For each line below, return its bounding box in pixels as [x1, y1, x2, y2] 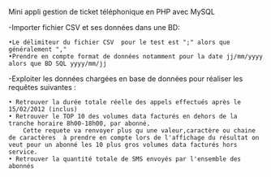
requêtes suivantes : [8, 83, 77, 92]
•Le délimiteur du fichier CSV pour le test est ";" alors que [8, 38, 230, 46]
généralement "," [8, 45, 67, 54]
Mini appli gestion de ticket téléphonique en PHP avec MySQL [8, 7, 215, 16]
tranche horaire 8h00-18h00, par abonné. [8, 119, 151, 127]
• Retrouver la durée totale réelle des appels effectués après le [8, 98, 242, 106]
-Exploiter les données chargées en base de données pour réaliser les [8, 74, 243, 84]
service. [8, 148, 38, 156]
